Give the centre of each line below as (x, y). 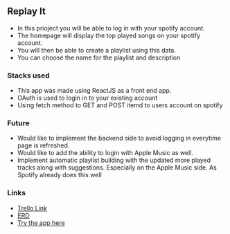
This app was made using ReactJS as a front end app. (94, 91)
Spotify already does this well (59, 175)
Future (18, 123)
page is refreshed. (43, 145)
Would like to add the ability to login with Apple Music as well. (105, 153)
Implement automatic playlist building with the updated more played (114, 160)
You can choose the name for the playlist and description (99, 57)
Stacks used (28, 75)
